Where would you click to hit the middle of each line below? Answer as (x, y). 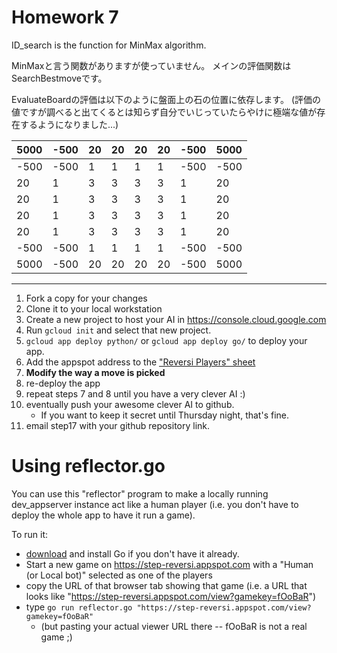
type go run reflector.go (79, 607)
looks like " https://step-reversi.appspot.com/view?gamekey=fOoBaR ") (171, 596)
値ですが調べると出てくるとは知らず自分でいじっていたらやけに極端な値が (164, 112)
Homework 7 (65, 17)
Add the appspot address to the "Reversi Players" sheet (140, 362)
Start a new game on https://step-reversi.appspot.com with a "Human (169, 564)
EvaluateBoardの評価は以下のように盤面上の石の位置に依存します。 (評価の (166, 99)
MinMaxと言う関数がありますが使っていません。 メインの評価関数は (151, 65)
